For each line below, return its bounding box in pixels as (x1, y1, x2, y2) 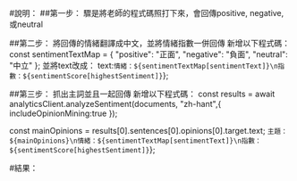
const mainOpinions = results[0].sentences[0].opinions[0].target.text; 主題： (9, 126, 288, 136)
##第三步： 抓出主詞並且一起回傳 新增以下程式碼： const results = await (9, 88, 276, 99)
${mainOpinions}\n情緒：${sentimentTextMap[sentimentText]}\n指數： (9, 136, 262, 145)
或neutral (9, 19, 43, 29)
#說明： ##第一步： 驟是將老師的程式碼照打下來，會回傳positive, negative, (9, 8, 284, 18)
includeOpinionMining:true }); (9, 108, 118, 119)
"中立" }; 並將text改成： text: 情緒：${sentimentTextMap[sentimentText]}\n (9, 61, 279, 70)
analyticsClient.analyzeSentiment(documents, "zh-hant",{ (9, 99, 222, 109)
